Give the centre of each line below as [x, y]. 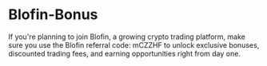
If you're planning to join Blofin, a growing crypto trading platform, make [127, 37]
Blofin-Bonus [53, 15]
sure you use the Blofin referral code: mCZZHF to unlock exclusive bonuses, [134, 45]
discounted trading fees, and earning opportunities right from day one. [125, 53]
